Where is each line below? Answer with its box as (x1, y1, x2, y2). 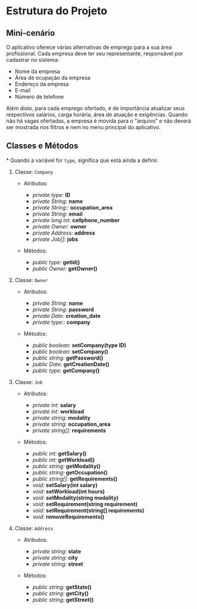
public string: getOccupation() (32, 469, 108, 476)
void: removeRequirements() (32, 513, 105, 520)
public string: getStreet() (32, 596, 94, 603)
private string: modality (32, 414, 91, 421)
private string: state (32, 548, 81, 555)
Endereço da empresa (14, 80, 69, 88)
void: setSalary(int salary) (32, 481, 98, 489)
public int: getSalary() (32, 449, 87, 457)
